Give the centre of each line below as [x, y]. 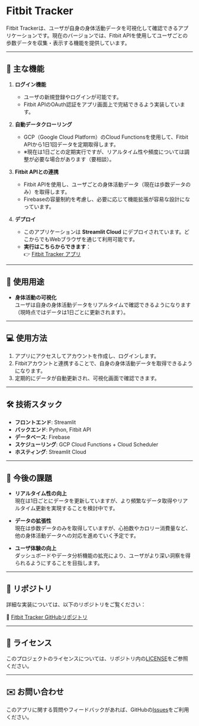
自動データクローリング [43, 124]
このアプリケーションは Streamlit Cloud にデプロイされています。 [104, 232]
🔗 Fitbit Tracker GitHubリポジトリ [47, 617]
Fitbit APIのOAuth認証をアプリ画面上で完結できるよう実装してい [102, 104]
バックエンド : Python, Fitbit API [53, 430]
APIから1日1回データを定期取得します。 [71, 144]
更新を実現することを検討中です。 [77, 508]
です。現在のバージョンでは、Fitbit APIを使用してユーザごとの [113, 35]
